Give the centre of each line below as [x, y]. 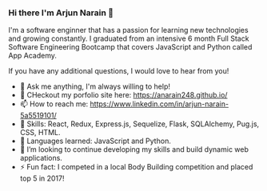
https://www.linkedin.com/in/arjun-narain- [159, 104]
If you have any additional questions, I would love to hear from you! [119, 71]
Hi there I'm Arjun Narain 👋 [61, 13]
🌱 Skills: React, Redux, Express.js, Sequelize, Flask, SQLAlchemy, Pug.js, [139, 124]
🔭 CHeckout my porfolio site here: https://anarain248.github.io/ [124, 95]
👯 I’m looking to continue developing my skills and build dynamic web [134, 149]
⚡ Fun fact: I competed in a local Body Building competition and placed [136, 167]
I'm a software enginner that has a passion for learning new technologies [129, 30]
